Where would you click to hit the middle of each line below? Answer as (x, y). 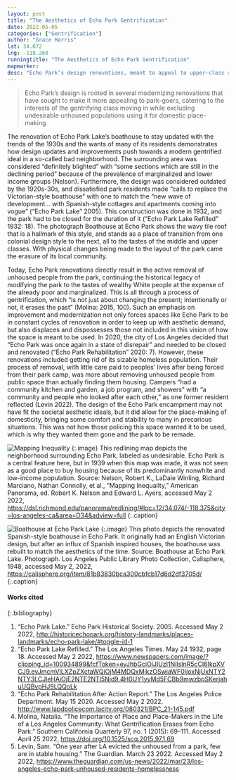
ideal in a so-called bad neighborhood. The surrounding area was (102, 158)
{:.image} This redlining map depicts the (129, 448)
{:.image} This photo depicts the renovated (163, 529)
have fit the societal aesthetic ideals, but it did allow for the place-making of (117, 412)
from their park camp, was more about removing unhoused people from (111, 375)
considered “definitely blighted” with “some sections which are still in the (113, 166)
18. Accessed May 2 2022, (56, 656)
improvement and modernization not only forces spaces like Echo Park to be (118, 315)
